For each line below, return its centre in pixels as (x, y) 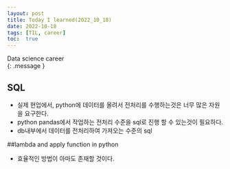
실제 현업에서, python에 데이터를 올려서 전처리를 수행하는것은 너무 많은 (112, 104)
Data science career (36, 58)
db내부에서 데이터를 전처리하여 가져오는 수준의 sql (84, 131)
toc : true (23, 39)
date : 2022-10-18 (32, 26)
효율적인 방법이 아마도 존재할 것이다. (66, 158)
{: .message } (26, 66)
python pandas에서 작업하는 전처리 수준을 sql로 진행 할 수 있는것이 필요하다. (120, 122)
